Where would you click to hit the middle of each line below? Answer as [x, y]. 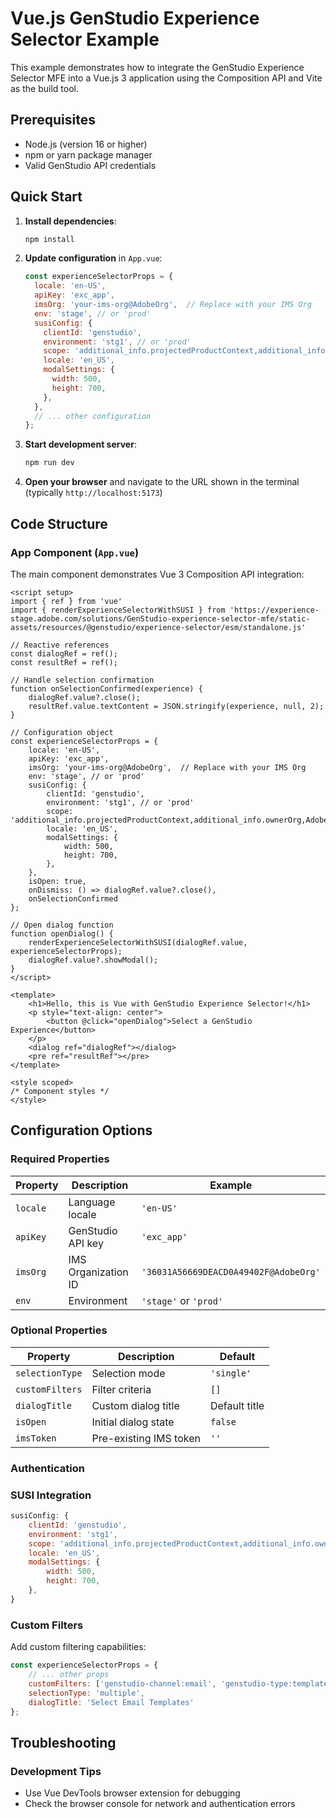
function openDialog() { [62, 933]
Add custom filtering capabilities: [78, 1647]
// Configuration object [62, 732]
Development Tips [56, 1771]
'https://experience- [274, 610]
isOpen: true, [57, 881]
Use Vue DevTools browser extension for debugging [132, 1793]
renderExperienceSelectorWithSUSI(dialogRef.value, [138, 942]
